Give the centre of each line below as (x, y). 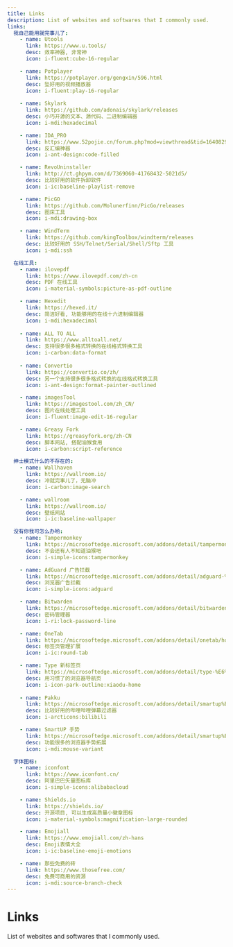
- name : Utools (42, 40)
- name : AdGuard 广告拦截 (55, 570)
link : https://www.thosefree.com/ (76, 870)
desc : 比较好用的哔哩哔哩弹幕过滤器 (71, 711)
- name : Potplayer (46, 71)
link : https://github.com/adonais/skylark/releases (102, 110)
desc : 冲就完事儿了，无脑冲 (61, 481)
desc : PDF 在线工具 (52, 282)
